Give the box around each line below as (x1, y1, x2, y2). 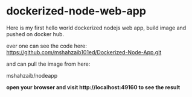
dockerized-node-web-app (6, 4, 147, 18)
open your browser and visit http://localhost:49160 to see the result (6, 83, 181, 91)
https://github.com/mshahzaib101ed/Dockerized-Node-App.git (6, 48, 162, 55)
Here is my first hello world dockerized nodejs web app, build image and (6, 24, 187, 31)
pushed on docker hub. (6, 30, 65, 37)
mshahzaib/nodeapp (6, 72, 58, 79)
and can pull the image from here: (6, 60, 91, 67)
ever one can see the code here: (6, 42, 88, 49)
